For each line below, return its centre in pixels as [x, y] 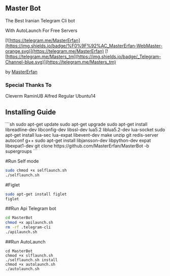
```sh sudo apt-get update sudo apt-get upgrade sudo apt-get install [76, 124]
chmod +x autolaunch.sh [30, 264]
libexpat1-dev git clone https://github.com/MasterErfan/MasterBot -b [77, 146]
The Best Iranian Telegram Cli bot [40, 20]
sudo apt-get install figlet [36, 194]
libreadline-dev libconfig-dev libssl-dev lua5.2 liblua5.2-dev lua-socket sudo [85, 130]
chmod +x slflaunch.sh [29, 255]
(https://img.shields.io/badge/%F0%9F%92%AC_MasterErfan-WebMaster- [84, 46]
